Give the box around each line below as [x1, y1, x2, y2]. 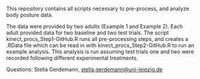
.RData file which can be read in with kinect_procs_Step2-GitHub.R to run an [6, 42, 195, 49]
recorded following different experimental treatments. [6, 55, 138, 61]
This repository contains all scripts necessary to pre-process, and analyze [6, 5, 190, 12]
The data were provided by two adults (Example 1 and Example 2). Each [6, 23, 183, 30]
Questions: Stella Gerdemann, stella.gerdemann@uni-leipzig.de [6, 66, 163, 73]
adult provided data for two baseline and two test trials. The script [6, 29, 169, 36]
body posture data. [6, 11, 53, 18]
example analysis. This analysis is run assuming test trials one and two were [6, 48, 195, 55]
